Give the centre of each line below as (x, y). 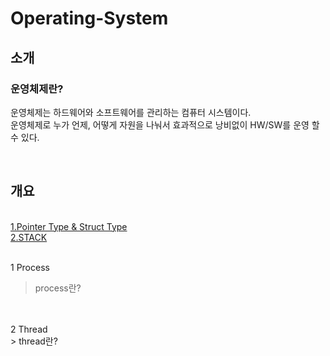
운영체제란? (37, 89)
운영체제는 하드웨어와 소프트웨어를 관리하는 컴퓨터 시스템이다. (131, 112)
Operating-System (89, 18)
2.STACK (29, 237)
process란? (58, 288)
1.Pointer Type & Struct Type (69, 226)
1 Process (30, 267)
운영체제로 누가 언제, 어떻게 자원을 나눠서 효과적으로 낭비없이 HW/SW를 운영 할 (165, 124)
